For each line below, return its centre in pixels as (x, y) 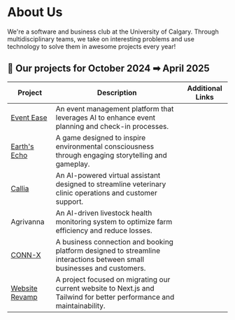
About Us (35, 12)
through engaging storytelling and (112, 155)
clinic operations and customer (106, 193)
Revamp (24, 297)
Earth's (22, 146)
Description (117, 92)
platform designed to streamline (108, 251)
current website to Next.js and (105, 288)
